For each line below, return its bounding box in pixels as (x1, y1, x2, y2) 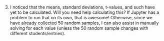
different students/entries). (9, 31, 65, 36)
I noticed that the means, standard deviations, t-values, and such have (9, 4, 155, 10)
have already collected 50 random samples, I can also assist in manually (9, 20, 159, 26)
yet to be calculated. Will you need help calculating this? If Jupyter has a (9, 9, 159, 15)
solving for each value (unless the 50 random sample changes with (9, 25, 148, 31)
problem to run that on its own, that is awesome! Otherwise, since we (9, 15, 152, 20)
